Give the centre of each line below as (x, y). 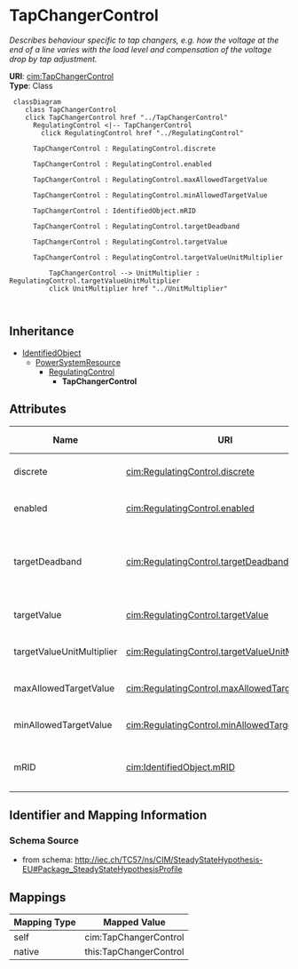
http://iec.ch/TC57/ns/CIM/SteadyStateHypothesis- (169, 860)
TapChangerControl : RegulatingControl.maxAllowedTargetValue (150, 180)
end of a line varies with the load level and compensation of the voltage (141, 49)
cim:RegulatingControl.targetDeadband (207, 561)
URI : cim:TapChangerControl (61, 76)
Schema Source (44, 840)
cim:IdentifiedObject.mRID (180, 767)
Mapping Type (45, 923)
